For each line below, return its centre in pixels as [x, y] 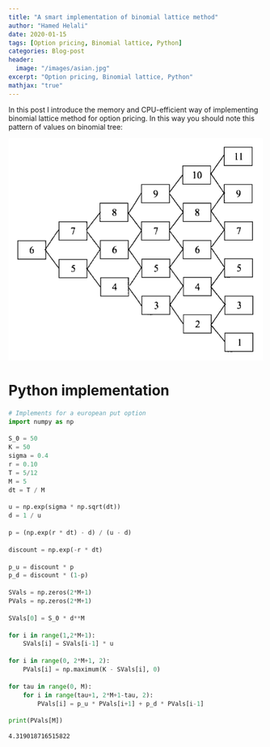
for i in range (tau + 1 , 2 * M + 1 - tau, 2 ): [88, 695]
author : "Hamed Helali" [49, 26]
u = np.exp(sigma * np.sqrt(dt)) [65, 507]
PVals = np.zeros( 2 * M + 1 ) [50, 601]
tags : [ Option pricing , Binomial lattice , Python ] [95, 43]
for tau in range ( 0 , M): [50, 686]
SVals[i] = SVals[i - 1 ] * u [68, 644]
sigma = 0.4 [28, 456]
